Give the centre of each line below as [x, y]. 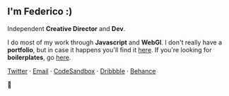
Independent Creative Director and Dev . [66, 28]
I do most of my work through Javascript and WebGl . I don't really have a [115, 42]
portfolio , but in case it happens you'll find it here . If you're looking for [110, 49]
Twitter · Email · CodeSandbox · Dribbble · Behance [82, 71]
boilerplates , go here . [39, 57]
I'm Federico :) [40, 12]
